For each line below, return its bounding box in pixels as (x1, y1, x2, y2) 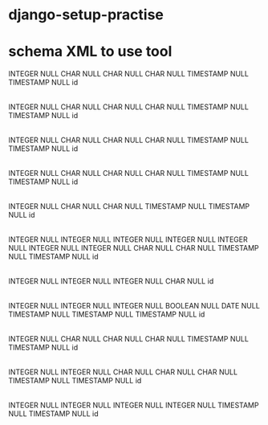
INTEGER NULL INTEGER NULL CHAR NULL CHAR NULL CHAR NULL (8, 367, 238, 377)
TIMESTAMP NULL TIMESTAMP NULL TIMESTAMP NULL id (8, 309, 205, 319)
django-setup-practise (8, 6, 164, 24)
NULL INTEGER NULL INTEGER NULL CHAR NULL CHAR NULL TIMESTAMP (8, 243, 259, 253)
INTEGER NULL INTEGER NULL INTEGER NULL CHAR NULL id (8, 276, 214, 286)
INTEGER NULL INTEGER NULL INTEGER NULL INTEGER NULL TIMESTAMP (8, 400, 259, 411)
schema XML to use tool (8, 43, 173, 61)
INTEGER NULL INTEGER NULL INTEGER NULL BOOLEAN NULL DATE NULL (8, 301, 261, 311)
